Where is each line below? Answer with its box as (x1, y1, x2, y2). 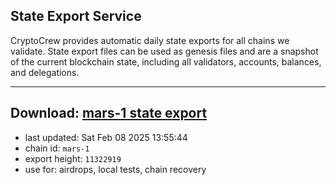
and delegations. (10, 66, 80, 78)
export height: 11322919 (24, 152, 122, 164)
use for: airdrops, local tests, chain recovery (24, 163, 207, 175)
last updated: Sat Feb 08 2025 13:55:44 (24, 131, 188, 143)
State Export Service (10, 8, 142, 25)
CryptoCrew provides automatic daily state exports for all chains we (10, 34, 290, 46)
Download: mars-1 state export (10, 105, 208, 122)
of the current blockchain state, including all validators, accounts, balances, (10, 55, 322, 68)
